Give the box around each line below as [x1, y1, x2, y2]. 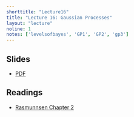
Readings [6, 87, 43, 98]
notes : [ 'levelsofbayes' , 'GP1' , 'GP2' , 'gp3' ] [6, 32, 129, 38]
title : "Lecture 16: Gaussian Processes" [6, 15, 113, 21]
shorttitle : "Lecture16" [6, 8, 69, 15]
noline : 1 [6, 25, 32, 32]
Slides [6, 54, 30, 64]
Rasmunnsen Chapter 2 [15, 104, 75, 111]
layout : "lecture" [6, 20, 53, 26]
